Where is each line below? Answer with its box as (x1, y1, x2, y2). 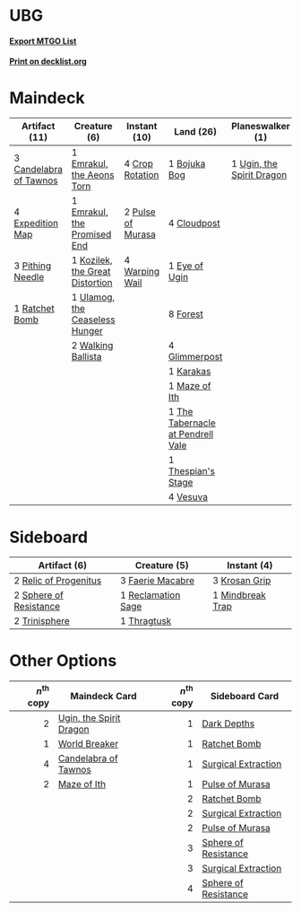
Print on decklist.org (9, 56, 87, 67)
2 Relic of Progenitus (13, 574, 102, 587)
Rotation (124, 169, 159, 181)
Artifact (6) (38, 559, 88, 572)
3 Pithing (13, 259, 52, 272)
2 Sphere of (13, 589, 64, 601)
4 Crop (124, 158, 154, 171)
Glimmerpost (168, 351, 223, 364)
